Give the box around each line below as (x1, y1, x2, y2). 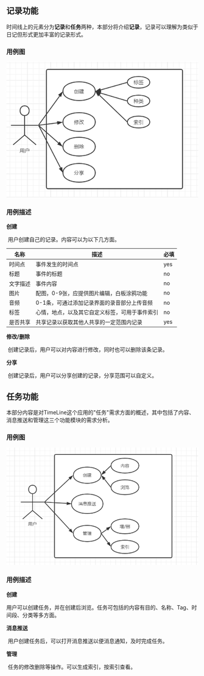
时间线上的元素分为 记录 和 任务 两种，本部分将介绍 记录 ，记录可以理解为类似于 (6, 23, 199, 30)
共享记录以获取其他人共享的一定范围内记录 (35, 318, 142, 326)
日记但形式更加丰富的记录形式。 (6, 30, 86, 38)
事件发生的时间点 (35, 261, 79, 268)
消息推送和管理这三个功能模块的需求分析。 (6, 416, 113, 424)
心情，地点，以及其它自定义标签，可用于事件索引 (35, 308, 158, 316)
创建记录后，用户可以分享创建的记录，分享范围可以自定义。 (7, 372, 157, 379)
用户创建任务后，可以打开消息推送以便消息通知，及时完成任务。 (7, 637, 168, 644)
